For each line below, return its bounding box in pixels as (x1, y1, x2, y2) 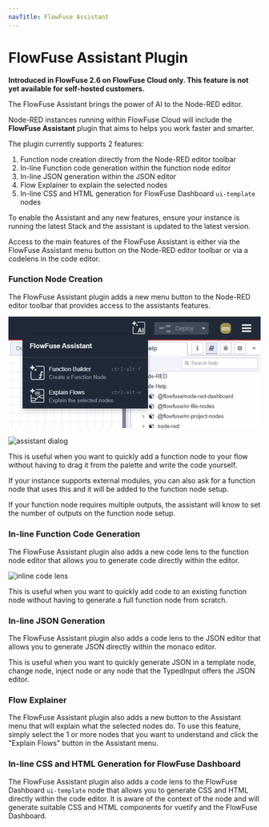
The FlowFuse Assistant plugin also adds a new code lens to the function (8, 547, 250, 556)
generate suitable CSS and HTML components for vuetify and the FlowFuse (8, 802, 258, 812)
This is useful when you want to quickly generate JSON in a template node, (8, 657, 256, 666)
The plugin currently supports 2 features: (8, 139, 144, 149)
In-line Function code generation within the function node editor (19, 163, 231, 173)
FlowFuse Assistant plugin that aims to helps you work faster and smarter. (8, 123, 255, 132)
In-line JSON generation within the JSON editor (19, 171, 177, 181)
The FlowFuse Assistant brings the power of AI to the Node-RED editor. (8, 99, 243, 108)
